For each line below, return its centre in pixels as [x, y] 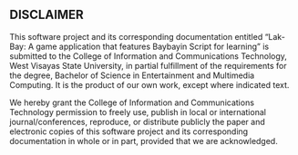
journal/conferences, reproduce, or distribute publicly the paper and [138, 121]
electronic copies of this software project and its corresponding [129, 131]
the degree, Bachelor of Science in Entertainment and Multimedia [132, 75]
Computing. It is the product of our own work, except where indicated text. [149, 84]
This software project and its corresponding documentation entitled [136, 36]
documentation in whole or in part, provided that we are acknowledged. [144, 140]
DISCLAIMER [46, 15]
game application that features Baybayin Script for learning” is [153, 46]
